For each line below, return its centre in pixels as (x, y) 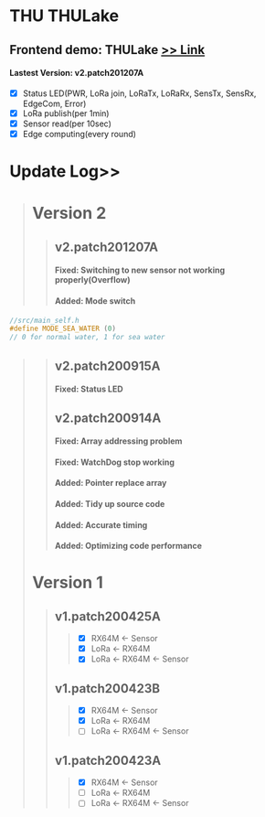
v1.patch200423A (108, 760)
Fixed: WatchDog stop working (115, 462)
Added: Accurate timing (101, 525)
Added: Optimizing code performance (128, 546)
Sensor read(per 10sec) (67, 124)
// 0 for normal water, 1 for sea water (88, 338)
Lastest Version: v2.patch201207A (77, 73)
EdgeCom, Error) (54, 103)
